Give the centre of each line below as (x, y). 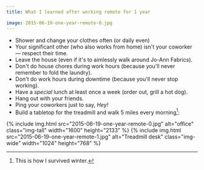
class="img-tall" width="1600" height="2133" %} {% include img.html (94, 131)
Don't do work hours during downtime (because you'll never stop (97, 79)
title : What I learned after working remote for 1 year (78, 12)
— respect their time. (41, 53)
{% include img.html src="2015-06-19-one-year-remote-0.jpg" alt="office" (100, 124)
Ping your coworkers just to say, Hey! (62, 104)
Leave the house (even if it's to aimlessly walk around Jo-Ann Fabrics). (104, 59)
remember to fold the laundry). (53, 72)
